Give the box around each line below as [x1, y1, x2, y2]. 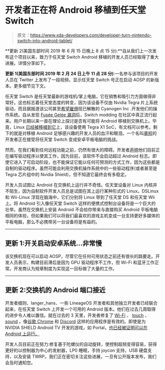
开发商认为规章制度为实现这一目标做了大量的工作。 [13, 265, 117, 271]
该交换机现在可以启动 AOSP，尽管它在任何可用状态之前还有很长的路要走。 [5, 253, 156, 259]
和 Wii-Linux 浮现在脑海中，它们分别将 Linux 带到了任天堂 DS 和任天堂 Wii [5, 194, 155, 200]
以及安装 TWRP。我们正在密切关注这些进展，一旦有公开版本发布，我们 [13, 353, 157, 359]
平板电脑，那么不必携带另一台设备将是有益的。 [5, 218, 100, 224]
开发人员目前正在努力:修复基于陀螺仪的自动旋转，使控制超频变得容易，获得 [5, 341, 157, 347]
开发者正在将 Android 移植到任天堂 [5, 4, 146, 16]
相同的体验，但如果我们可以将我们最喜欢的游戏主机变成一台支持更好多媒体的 [5, 213, 160, 218]
